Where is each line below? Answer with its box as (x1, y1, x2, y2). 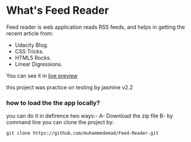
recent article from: (6, 29, 54, 37)
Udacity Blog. (14, 41, 49, 49)
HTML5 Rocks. (14, 54, 52, 61)
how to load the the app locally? (6, 98, 100, 107)
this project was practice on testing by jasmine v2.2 (6, 83, 133, 90)
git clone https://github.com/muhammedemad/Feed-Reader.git (6, 130, 159, 137)
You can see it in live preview (6, 72, 78, 79)
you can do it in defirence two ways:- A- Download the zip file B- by (6, 112, 173, 120)
